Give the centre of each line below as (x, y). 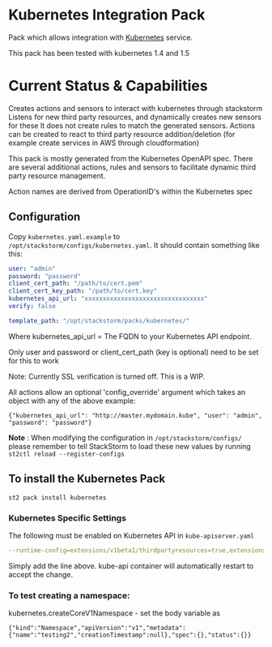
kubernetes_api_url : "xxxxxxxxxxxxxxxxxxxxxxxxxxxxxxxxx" (108, 299)
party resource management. (57, 175)
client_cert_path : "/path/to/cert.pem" (76, 284)
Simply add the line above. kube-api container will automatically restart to (131, 566)
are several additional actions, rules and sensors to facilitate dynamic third (132, 167)
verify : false (32, 306)
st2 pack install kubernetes (57, 497)
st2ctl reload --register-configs (67, 454)
